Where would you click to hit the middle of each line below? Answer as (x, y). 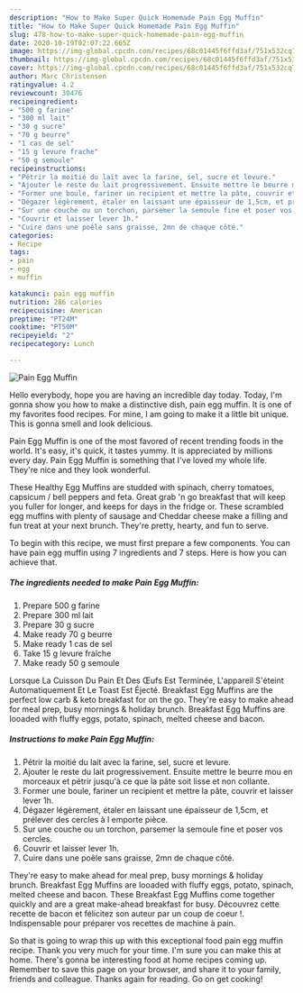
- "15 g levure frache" (54, 151)
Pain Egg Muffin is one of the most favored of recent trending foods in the (147, 441)
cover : (22, 68)
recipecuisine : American (56, 310)
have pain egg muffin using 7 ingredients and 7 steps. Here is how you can (148, 552)
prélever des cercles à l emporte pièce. (95, 819)
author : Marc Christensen (58, 77)
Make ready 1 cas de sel (67, 643)
